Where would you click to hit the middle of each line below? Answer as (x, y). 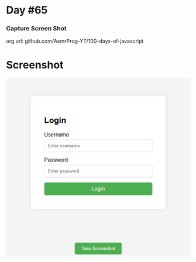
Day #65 (27, 10)
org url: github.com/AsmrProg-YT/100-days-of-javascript (75, 41)
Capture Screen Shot (37, 29)
